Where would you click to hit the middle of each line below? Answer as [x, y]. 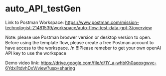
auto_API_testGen [43, 9]
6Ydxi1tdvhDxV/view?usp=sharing [40, 68]
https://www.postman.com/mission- [102, 22]
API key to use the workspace [36, 53]
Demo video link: [22, 63]
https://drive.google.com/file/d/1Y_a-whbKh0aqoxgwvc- [99, 63]
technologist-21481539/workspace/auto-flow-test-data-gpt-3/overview [79, 27]
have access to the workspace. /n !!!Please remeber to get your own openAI [83, 48]
